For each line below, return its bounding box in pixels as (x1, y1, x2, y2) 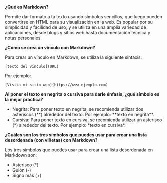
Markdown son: (5, 152, 37, 158)
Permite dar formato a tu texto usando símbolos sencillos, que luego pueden (5, 14, 162, 19)
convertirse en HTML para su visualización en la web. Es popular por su (5, 19, 153, 25)
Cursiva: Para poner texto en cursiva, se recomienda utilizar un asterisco (12, 117, 162, 123)
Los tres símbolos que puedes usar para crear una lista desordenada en (5, 147, 153, 153)
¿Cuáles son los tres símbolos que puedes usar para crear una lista (5, 132, 147, 138)
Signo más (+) (12, 172, 42, 178)
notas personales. (5, 35, 42, 41)
